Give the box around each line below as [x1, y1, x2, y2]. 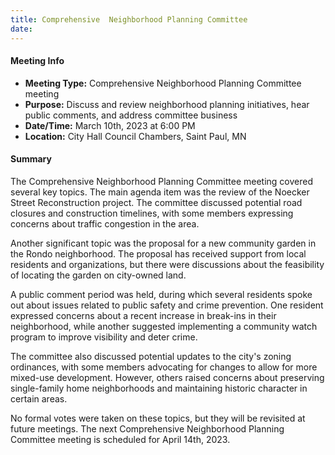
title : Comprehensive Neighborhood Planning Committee [10, 14, 248, 25]
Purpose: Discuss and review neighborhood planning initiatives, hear [24, 98, 310, 110]
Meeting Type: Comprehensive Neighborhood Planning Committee [24, 77, 302, 89]
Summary [10, 153, 52, 165]
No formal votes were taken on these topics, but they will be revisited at [10, 412, 306, 424]
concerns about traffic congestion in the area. [10, 217, 200, 230]
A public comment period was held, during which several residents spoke [10, 288, 313, 300]
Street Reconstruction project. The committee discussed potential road [10, 196, 303, 208]
